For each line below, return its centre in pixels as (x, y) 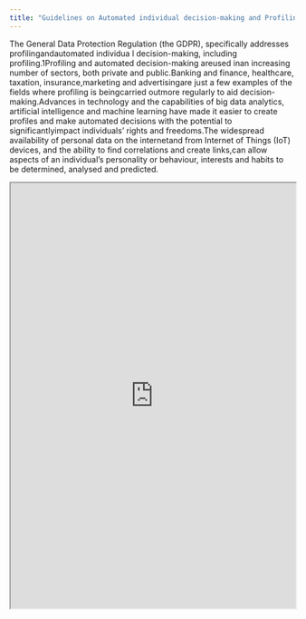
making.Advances (43, 102)
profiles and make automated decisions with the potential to (121, 121)
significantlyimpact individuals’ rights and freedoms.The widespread (137, 130)
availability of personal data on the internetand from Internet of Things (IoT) (150, 140)
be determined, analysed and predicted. (84, 169)
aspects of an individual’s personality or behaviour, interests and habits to (147, 159)
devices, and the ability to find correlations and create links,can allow (139, 150)
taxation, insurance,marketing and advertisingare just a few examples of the (151, 82)
